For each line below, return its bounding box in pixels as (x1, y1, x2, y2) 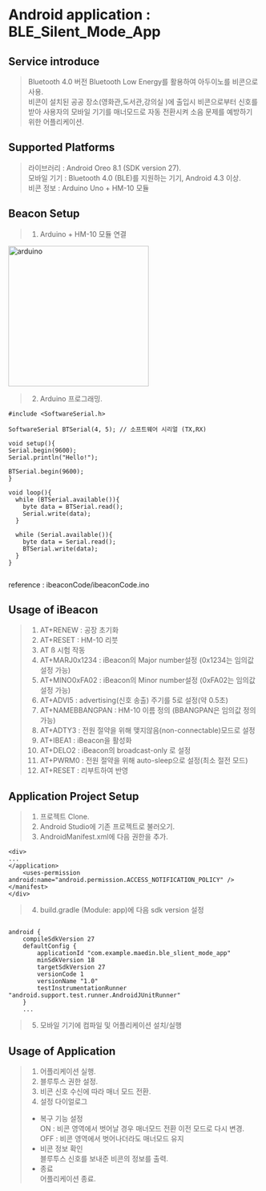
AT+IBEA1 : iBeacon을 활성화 (39, 736, 132, 746)
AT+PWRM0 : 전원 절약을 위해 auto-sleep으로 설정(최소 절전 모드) (39, 756, 248, 766)
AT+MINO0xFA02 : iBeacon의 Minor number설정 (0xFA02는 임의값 (39, 676, 256, 685)
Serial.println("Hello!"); (8, 453, 99, 461)
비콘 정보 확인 (39, 1144, 83, 1153)
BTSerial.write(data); (22, 544, 99, 553)
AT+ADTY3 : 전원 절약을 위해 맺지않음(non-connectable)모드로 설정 (39, 726, 256, 735)
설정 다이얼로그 (39, 1097, 88, 1107)
